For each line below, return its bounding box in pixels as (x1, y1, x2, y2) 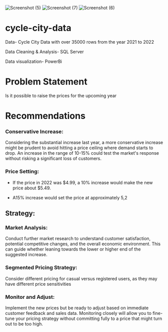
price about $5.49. (12, 185, 51, 191)
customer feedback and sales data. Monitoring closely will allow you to (5, 310, 152, 316)
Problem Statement (5, 76, 88, 87)
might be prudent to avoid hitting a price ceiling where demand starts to (5, 145, 153, 151)
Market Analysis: (5, 224, 48, 231)
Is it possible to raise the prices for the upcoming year (5, 92, 117, 98)
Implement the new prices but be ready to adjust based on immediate (5, 304, 149, 311)
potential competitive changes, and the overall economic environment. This (5, 241, 161, 247)
